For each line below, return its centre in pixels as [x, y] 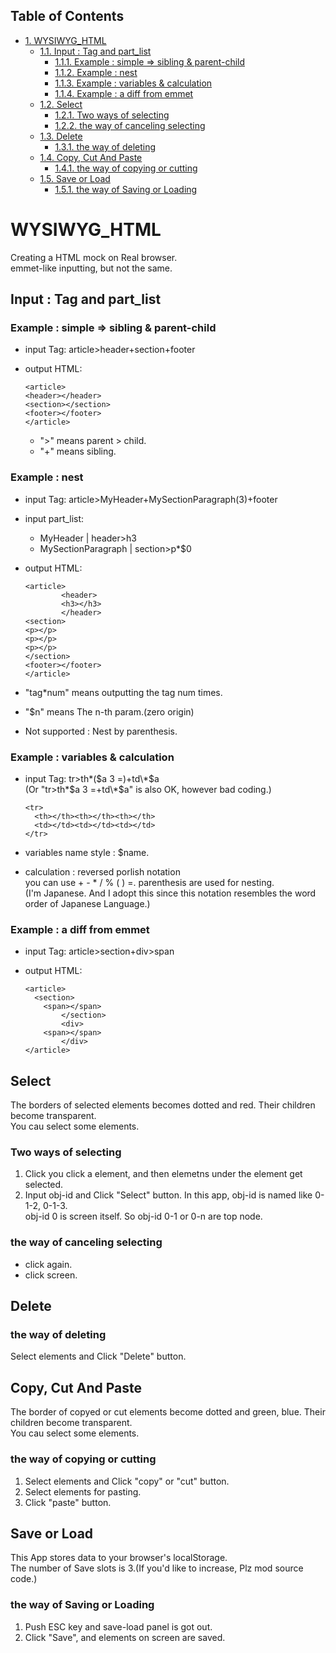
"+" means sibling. [78, 451]
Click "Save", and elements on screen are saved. [125, 1637]
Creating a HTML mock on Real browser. [94, 257]
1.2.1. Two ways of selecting [112, 115]
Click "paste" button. [68, 1502]
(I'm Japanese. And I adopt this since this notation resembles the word [170, 893]
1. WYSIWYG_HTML [65, 40]
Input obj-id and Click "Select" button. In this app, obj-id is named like [168, 1195]
